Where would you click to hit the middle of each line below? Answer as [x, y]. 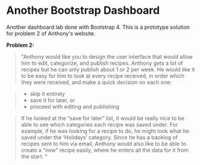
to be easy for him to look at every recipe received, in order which [103, 76]
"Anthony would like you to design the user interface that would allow [107, 56]
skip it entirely [47, 94]
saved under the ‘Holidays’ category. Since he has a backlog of [99, 137]
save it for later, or [52, 100]
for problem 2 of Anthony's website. [51, 33]
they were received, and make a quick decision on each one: [96, 82]
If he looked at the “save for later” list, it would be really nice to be [103, 118]
